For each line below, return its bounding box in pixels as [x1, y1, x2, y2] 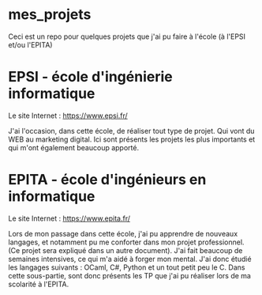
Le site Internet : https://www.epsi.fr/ [8, 111, 128, 120]
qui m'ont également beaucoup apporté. [8, 142, 140, 152]
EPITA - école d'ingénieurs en [8, 171, 207, 189]
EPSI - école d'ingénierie [8, 68, 173, 86]
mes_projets [8, 6, 92, 24]
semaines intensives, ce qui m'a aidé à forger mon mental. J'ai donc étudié [8, 254, 252, 263]
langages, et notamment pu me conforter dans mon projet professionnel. [8, 237, 245, 247]
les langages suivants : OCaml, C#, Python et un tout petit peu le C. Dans [8, 263, 245, 272]
